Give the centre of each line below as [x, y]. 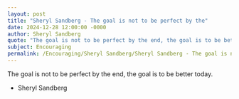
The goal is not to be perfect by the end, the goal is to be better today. [110, 74]
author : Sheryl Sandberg [44, 34]
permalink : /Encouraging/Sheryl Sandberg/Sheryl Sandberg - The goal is [117, 54]
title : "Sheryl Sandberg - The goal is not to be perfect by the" [108, 21]
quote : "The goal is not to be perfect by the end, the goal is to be [114, 41]
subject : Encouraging [39, 47]
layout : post [27, 14]
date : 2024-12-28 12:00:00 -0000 [57, 27]
